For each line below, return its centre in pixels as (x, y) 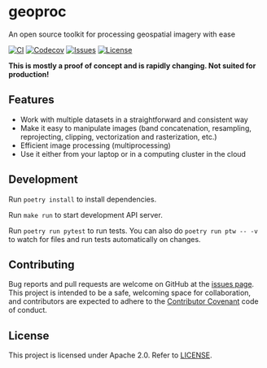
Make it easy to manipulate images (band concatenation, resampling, (136, 128)
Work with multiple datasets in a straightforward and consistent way (134, 119)
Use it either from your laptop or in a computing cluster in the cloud (133, 154)
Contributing (42, 264)
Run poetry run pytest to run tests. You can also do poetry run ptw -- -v (133, 231)
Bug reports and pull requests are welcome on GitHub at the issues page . (131, 284)
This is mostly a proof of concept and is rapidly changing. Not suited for (132, 65)
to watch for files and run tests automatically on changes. (105, 239)
